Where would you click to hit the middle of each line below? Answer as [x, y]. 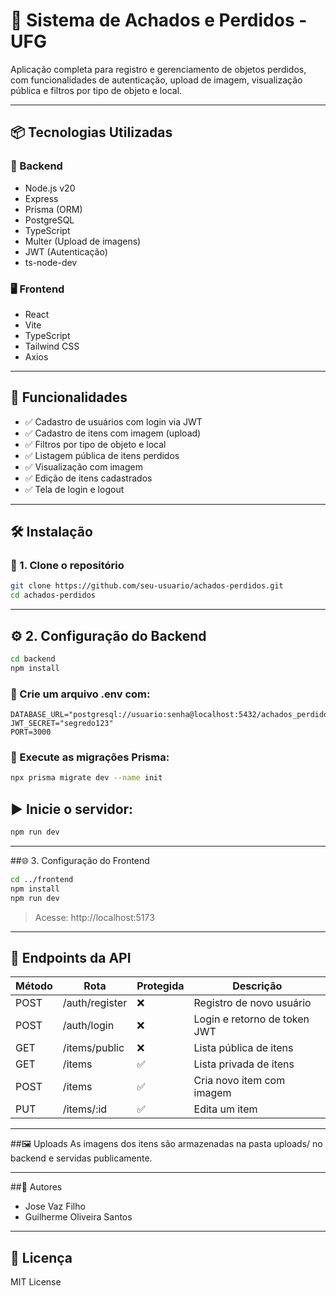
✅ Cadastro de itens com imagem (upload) [113, 433]
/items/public [93, 1048]
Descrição [257, 986]
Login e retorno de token [251, 1019]
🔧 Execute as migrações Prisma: [90, 757]
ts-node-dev [51, 262]
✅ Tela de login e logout [74, 489]
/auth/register [95, 1003]
